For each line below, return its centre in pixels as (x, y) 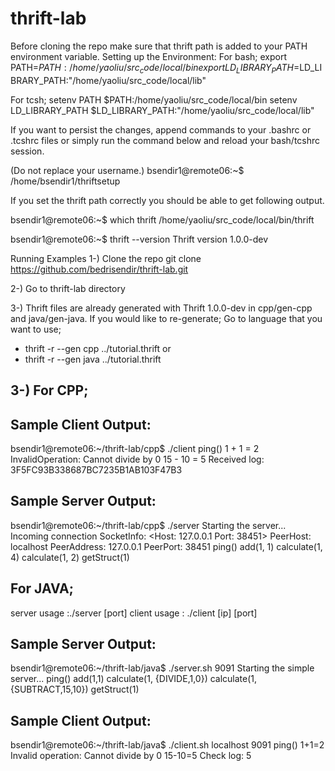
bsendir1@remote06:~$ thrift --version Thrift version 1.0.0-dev (139, 239)
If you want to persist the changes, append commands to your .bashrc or (161, 129)
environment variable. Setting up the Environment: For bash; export (148, 56)
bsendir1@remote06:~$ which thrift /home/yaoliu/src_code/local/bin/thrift (162, 219)
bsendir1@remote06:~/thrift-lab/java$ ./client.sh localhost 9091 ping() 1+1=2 (167, 745)
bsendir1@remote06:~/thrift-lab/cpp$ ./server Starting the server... (148, 525)
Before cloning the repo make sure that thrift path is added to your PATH (159, 46)
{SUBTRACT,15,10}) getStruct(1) (75, 689)
